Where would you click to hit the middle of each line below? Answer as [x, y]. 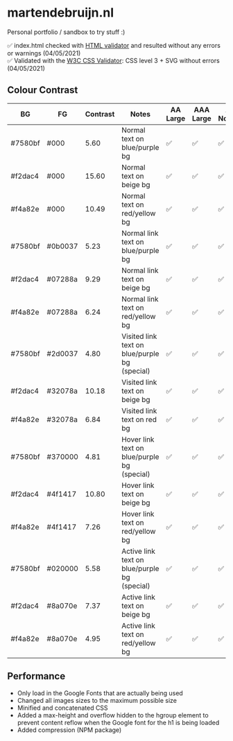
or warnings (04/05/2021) [44, 53]
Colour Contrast [43, 90]
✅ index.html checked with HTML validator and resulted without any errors [114, 45]
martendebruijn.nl [61, 13]
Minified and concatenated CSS [63, 708]
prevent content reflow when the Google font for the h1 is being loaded [118, 722]
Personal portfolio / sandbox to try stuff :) [66, 32]
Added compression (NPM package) [69, 730]
